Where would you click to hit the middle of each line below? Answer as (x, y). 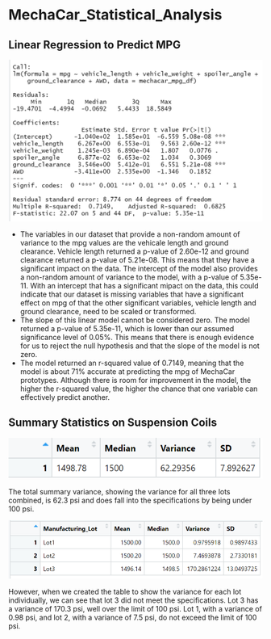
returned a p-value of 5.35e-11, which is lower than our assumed (127, 328)
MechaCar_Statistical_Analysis (115, 15)
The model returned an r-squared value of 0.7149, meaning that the (132, 363)
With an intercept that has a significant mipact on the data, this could (145, 285)
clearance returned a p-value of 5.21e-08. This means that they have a (138, 259)
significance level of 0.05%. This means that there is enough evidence (137, 337)
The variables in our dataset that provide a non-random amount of (130, 234)
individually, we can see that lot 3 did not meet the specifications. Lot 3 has (133, 600)
